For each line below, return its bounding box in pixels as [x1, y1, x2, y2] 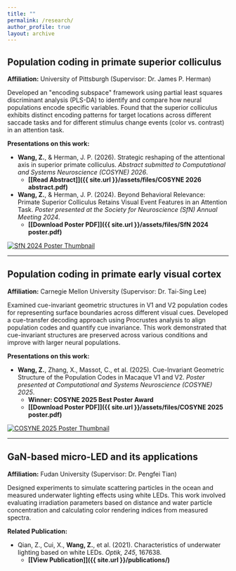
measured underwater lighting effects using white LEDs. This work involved [7, 491, 226, 499]
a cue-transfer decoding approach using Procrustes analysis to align [7, 315, 206, 324]
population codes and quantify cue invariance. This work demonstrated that [7, 323, 227, 332]
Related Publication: [7, 527, 68, 535]
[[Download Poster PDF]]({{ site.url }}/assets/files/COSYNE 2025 [27, 403, 223, 411]
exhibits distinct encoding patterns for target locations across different [7, 111, 211, 120]
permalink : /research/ [7, 17, 74, 24]
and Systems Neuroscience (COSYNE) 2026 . [17, 168, 149, 177]
